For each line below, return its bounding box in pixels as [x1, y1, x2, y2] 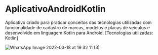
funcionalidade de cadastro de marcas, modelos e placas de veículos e [5, 24, 150, 30]
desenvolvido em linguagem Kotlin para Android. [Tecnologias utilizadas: [5, 30, 153, 36]
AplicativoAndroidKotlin [5, 3, 106, 15]
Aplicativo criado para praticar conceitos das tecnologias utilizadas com [5, 19, 152, 25]
